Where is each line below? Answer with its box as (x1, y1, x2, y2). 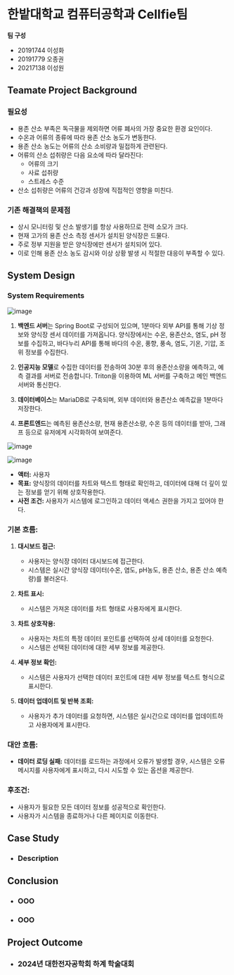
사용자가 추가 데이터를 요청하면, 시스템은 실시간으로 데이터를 (27, 712, 194, 720)
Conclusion (7, 875, 59, 887)
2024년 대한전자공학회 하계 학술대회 (17, 959, 135, 969)
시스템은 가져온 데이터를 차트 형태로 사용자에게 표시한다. (27, 604, 183, 612)
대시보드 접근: (17, 541, 56, 550)
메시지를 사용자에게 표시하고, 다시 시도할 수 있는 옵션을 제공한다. (17, 766, 195, 774)
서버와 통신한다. (17, 380, 61, 389)
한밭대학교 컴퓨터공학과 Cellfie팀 (7, 6, 188, 23)
